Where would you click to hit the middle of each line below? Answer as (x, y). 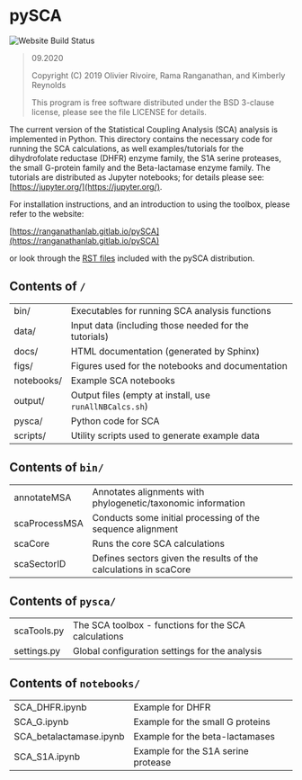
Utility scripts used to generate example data (165, 435)
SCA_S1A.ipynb (47, 757)
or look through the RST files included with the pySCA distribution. (132, 258)
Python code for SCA (115, 421)
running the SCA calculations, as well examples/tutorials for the (127, 148)
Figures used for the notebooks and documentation (179, 365)
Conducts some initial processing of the (176, 517)
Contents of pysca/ (63, 601)
